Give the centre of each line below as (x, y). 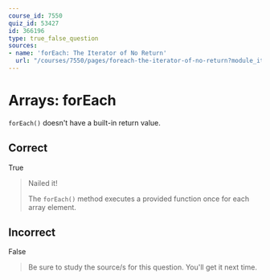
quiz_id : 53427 (34, 23)
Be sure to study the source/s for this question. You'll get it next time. (143, 267)
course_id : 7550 (35, 16)
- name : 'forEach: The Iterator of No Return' (88, 53)
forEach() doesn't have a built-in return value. (84, 122)
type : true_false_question (53, 38)
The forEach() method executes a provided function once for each (139, 199)
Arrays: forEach (62, 101)
